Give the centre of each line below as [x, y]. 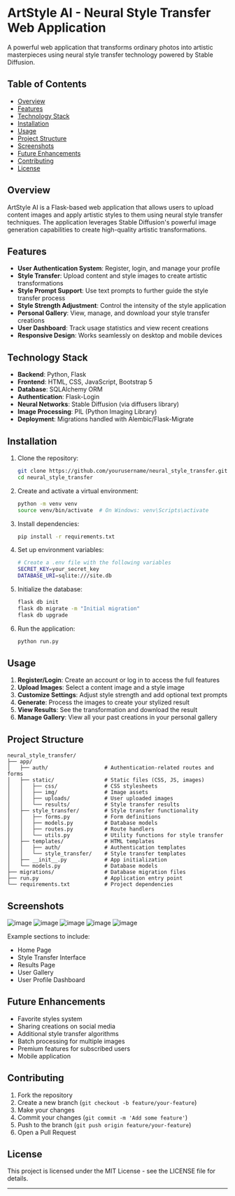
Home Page [34, 950]
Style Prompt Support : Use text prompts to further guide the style [113, 291]
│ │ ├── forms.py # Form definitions [84, 817]
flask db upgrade [43, 615]
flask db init [38, 602]
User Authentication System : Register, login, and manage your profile [119, 269]
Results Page [36, 965]
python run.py [38, 641]
